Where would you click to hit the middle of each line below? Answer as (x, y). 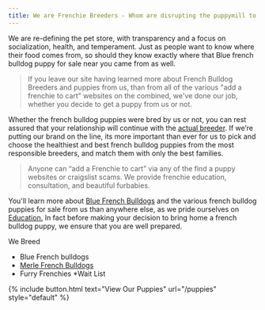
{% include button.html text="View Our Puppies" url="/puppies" (113, 289)
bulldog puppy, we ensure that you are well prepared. (95, 226)
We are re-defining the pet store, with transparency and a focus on (117, 38)
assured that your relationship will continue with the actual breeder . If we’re (131, 128)
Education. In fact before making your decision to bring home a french (123, 217)
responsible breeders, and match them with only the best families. (116, 153)
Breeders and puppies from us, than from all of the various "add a (135, 87)
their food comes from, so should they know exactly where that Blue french (131, 55)
